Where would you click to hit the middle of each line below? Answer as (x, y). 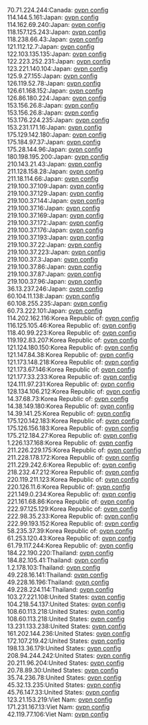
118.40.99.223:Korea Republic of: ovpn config (72, 333)
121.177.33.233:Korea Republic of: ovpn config (72, 377)
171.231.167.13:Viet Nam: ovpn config (59, 707)
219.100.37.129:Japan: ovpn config (55, 193)
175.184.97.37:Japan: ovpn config (54, 142)
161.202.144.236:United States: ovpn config (69, 634)
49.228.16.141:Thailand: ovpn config (57, 575)
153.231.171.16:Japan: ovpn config (54, 127)
